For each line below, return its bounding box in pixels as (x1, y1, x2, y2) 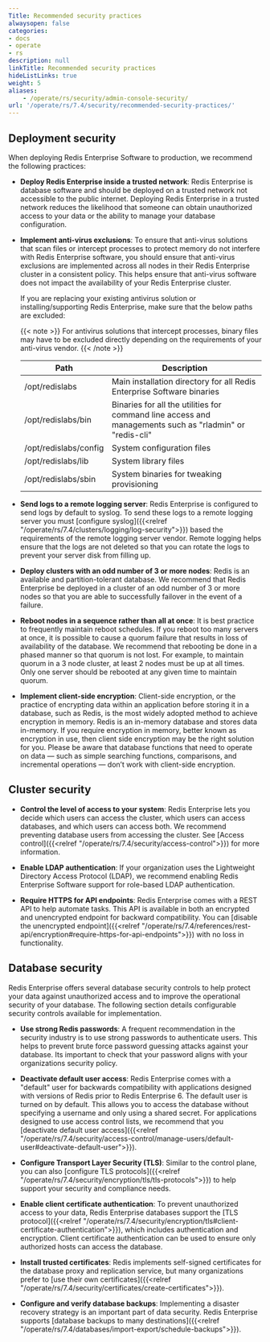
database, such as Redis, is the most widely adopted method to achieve (19, 708, 258, 718)
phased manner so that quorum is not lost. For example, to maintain (19, 649, 243, 660)
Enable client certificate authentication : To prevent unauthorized (19, 1199, 239, 1208)
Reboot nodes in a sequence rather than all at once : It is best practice (19, 615, 255, 625)
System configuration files (111, 442, 211, 453)
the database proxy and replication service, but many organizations (19, 1266, 243, 1275)
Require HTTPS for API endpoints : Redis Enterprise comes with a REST (19, 895, 258, 905)
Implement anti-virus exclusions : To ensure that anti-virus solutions (19, 235, 248, 245)
